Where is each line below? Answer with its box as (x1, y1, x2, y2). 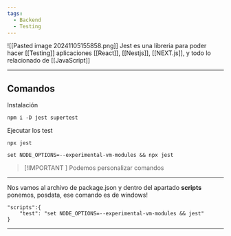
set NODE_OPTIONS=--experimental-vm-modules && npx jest (7, 152, 174, 159)
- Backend (13, 17, 41, 23)
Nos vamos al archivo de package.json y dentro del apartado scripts (7, 184, 202, 192)
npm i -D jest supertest (7, 114, 78, 121)
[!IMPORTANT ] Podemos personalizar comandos (23, 164, 164, 172)
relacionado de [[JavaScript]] (7, 56, 91, 65)
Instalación (7, 101, 38, 109)
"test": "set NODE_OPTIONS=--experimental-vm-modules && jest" (19, 211, 205, 217)
